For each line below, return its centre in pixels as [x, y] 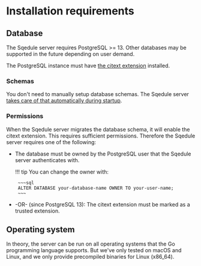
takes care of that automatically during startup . [64, 101]
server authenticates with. [47, 160]
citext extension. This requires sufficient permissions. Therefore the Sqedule [101, 136]
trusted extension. [37, 211]
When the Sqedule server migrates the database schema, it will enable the [98, 129]
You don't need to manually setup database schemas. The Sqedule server [97, 94]
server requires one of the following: [51, 142]
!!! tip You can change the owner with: [62, 172]
